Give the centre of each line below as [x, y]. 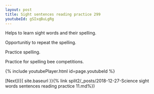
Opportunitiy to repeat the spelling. [41, 43]
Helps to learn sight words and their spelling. [51, 33]
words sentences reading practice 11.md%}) [50, 86]
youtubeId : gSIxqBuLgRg [30, 19]
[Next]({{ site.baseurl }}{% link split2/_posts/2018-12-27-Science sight [77, 81]
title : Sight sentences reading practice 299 [53, 14]
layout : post [19, 10]
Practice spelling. [23, 52]
